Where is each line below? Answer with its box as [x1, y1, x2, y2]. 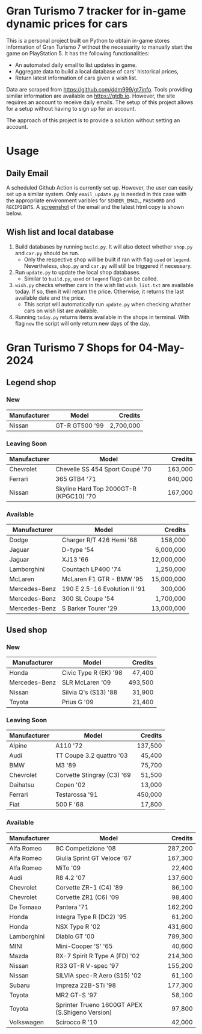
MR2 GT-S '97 [55, 991, 97, 999]
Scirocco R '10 [55, 1018, 97, 1026]
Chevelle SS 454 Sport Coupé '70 [55, 465, 151, 473]
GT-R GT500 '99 [55, 421, 104, 430]
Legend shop [6, 377, 57, 388]
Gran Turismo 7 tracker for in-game [6, 4, 186, 18]
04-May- [138, 341, 185, 354]
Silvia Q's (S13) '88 [62, 688, 118, 696]
